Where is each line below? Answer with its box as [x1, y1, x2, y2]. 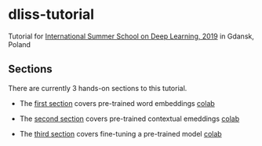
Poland [8, 39, 31, 49]
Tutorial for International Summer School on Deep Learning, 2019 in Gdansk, [8, 31, 255, 41]
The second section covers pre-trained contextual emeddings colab [19, 114, 240, 123]
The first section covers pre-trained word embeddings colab [19, 98, 216, 108]
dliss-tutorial [8, 5, 95, 24]
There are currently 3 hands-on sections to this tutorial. [8, 83, 187, 93]
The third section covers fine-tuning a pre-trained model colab [19, 129, 222, 138]
